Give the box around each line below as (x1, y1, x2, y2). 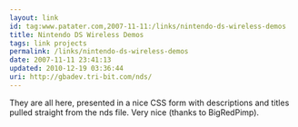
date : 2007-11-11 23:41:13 (9, 55, 112, 64)
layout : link (9, 13, 59, 23)
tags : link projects (9, 38, 88, 48)
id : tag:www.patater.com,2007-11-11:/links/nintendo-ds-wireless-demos (9, 22, 286, 31)
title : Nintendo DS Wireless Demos (9, 30, 144, 39)
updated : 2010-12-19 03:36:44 (9, 64, 124, 73)
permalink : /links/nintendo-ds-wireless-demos (9, 47, 189, 56)
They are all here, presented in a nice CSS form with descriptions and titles (9, 97, 290, 108)
